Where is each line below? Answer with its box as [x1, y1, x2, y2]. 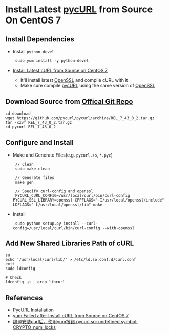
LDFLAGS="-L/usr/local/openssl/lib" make [12, 202, 102, 207]
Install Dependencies [5, 35, 74, 43]
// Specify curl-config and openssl [15, 188, 94, 194]
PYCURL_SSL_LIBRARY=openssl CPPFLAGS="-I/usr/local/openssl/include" [12, 197, 165, 203]
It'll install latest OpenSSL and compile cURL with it [20, 77, 128, 83]
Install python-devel [12, 49, 55, 54]
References [5, 293, 43, 302]
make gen [15, 180, 34, 185]
